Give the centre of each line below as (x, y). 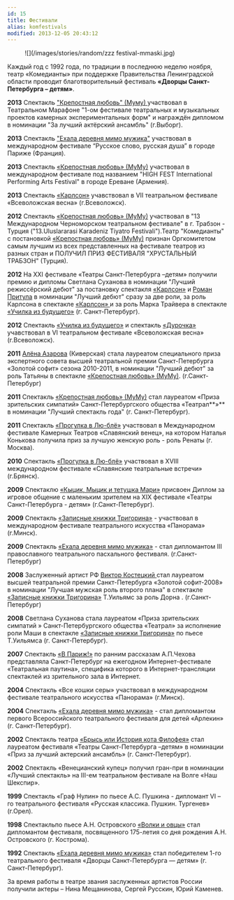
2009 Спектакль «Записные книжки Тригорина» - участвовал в (103, 518)
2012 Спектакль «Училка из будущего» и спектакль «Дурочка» (102, 325)
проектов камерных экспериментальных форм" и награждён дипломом (116, 118)
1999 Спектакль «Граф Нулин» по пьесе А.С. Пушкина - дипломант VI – (114, 796)
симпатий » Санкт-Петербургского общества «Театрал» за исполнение (114, 626)
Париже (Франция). (37, 153)
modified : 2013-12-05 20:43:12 (53, 33)
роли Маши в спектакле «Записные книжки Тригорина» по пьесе (105, 633)
